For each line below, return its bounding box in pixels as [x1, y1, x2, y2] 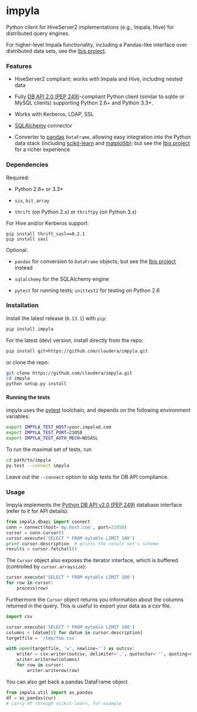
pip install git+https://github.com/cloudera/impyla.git [6, 348, 148, 354]
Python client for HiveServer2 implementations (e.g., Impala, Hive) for [6, 23, 174, 31]
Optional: [6, 246, 28, 253]
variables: [6, 413, 30, 420]
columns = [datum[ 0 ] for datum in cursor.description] [6, 630, 143, 636]
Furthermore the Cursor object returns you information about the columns [6, 596, 184, 603]
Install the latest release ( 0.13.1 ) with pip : [6, 314, 107, 321]
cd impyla [6, 375, 30, 381]
